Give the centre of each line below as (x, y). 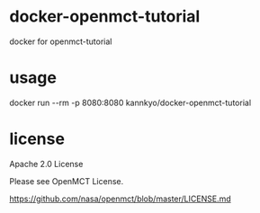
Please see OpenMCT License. (67, 181)
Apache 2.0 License (46, 164)
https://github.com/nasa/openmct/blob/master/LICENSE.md (120, 199)
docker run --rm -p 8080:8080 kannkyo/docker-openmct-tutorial (130, 102)
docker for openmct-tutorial (61, 41)
